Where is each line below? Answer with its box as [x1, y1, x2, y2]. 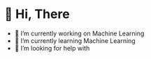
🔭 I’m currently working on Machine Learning [14, 29, 145, 37]
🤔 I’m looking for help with [14, 44, 90, 52]
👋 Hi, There [4, 6, 70, 22]
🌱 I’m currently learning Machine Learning [14, 36, 136, 44]
